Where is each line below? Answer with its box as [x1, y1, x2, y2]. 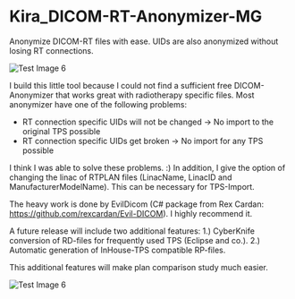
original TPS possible [21, 125, 101, 136]
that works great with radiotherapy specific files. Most [55, 90, 255, 100]
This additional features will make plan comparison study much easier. [9, 261, 268, 272]
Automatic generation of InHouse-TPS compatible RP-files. [9, 244, 226, 255]
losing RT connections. [9, 45, 94, 56]
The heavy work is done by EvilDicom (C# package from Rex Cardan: [9, 199, 265, 209]
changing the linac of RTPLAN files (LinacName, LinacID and [9, 172, 232, 183]
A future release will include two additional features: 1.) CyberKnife [9, 226, 255, 236]
